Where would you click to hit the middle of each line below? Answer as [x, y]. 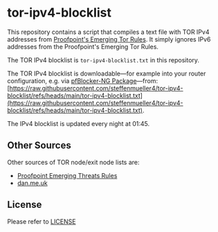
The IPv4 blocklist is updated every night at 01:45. [79, 123]
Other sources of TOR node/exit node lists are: [73, 162]
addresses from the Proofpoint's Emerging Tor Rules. [83, 46]
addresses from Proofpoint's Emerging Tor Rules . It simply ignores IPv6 [109, 39]
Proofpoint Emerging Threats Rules [67, 175]
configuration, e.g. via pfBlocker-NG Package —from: [82, 80]
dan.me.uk [32, 183]
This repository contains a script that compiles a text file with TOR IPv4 [108, 32]
